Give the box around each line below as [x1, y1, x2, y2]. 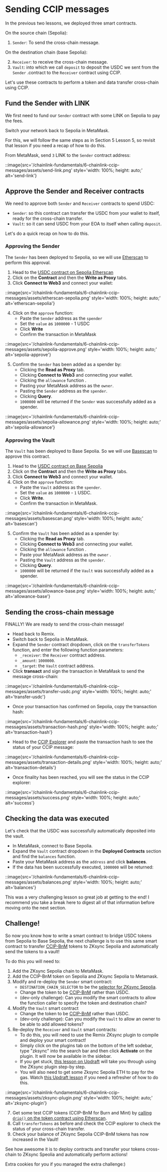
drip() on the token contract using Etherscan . [12, 1115, 107, 1121]
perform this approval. [5, 259, 51, 265]
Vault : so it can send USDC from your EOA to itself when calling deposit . [12, 220, 162, 226]
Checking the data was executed [5, 814, 110, 823]
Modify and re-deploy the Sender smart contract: [12, 978, 113, 985]
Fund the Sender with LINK [5, 99, 90, 108]
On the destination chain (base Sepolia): [5, 49, 88, 55]
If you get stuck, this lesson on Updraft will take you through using [19, 1058, 156, 1064]
